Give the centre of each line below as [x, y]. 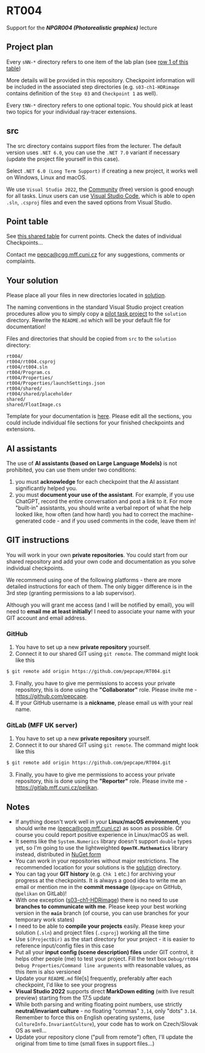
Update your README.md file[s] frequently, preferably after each [94, 978]
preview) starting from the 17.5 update [63, 998]
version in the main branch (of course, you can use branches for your [102, 913]
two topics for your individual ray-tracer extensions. [72, 112]
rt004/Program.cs [28, 373]
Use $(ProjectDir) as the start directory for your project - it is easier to [105, 939]
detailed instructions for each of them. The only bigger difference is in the [99, 586]
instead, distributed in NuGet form [58, 854]
